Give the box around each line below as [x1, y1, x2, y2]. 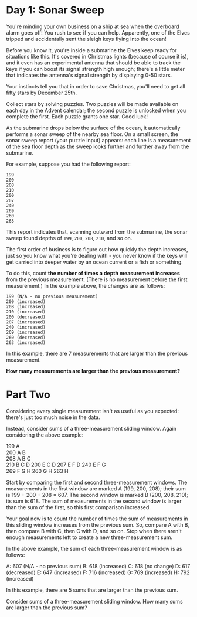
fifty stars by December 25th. [6, 89, 77, 96]
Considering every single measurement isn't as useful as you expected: [6, 407, 179, 414]
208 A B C [6, 455, 31, 462]
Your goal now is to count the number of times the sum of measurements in [6, 515, 189, 522]
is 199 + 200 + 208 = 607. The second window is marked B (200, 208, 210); [6, 491, 189, 498]
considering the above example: [6, 431, 84, 438]
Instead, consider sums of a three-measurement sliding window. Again [6, 425, 177, 432]
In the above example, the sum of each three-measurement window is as [6, 545, 182, 552]
